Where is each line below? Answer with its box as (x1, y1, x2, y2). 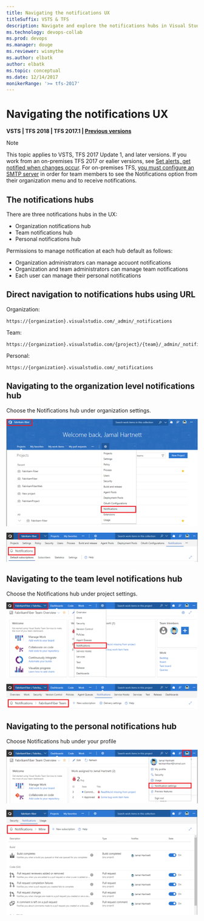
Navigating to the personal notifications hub (6, 721, 177, 732)
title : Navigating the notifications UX (6, 10, 110, 16)
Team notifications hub (15, 229, 73, 236)
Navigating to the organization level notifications (6, 381, 195, 392)
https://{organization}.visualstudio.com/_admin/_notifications (6, 318, 172, 324)
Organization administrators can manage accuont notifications (15, 259, 171, 266)
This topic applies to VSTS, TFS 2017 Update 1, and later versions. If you (6, 151, 187, 158)
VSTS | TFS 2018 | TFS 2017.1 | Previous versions (6, 128, 132, 135)
